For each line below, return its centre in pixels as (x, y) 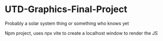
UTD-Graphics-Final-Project (66, 9)
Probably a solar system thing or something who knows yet (67, 23)
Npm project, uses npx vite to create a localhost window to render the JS (81, 33)
